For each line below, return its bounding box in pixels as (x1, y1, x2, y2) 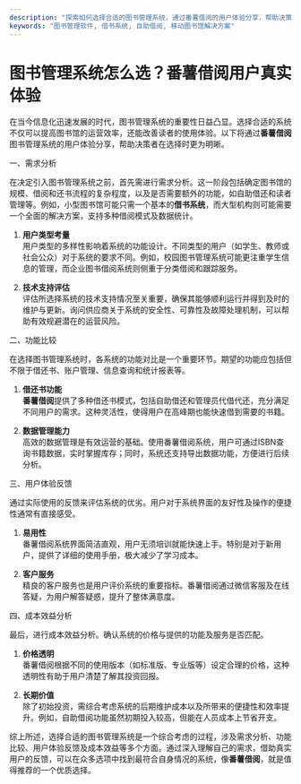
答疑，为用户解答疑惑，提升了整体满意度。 (21, 591, 180, 602)
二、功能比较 (9, 335, 56, 346)
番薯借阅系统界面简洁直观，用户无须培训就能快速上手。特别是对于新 (21, 538, 274, 549)
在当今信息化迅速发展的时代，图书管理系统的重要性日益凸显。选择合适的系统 (9, 116, 292, 127)
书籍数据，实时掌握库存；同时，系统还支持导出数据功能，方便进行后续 (30, 448, 289, 459)
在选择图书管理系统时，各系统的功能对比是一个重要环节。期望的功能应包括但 (9, 354, 292, 365)
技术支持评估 (21, 282, 70, 293)
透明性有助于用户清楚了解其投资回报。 (21, 671, 164, 682)
